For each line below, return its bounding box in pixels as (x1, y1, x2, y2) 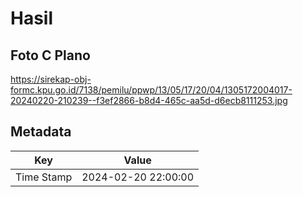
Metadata (10, 123, 72, 141)
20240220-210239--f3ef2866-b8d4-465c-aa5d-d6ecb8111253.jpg (10, 95, 288, 106)
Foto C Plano (10, 47, 91, 64)
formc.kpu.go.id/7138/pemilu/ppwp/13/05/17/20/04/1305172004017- (10, 84, 293, 96)
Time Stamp (15, 170, 73, 184)
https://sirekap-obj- (10, 73, 92, 85)
